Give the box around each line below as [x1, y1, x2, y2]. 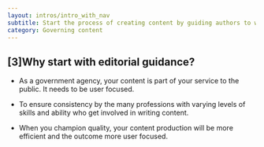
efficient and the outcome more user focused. [18, 131, 169, 141]
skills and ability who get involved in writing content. [18, 108, 189, 118]
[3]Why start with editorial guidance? [7, 55, 195, 68]
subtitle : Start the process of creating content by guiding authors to [7, 19, 251, 27]
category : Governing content [7, 26, 103, 34]
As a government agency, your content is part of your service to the [18, 76, 240, 86]
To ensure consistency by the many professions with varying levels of [18, 100, 246, 109]
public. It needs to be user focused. [18, 84, 135, 94]
